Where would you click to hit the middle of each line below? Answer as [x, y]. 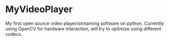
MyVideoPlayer [39, 9]
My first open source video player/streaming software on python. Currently [85, 23]
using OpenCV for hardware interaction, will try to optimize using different [83, 28]
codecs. [14, 34]
